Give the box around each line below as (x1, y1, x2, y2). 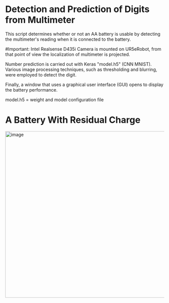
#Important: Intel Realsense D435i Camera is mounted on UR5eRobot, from (5, 46, 161, 52)
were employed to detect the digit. (5, 71, 77, 78)
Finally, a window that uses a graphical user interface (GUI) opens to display (5, 82, 164, 88)
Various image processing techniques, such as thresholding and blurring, (5, 66, 157, 72)
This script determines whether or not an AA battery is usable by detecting (5, 31, 160, 37)
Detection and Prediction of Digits (5, 4, 150, 15)
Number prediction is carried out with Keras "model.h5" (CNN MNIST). (5, 61, 152, 67)
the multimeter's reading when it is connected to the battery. (5, 36, 131, 42)
